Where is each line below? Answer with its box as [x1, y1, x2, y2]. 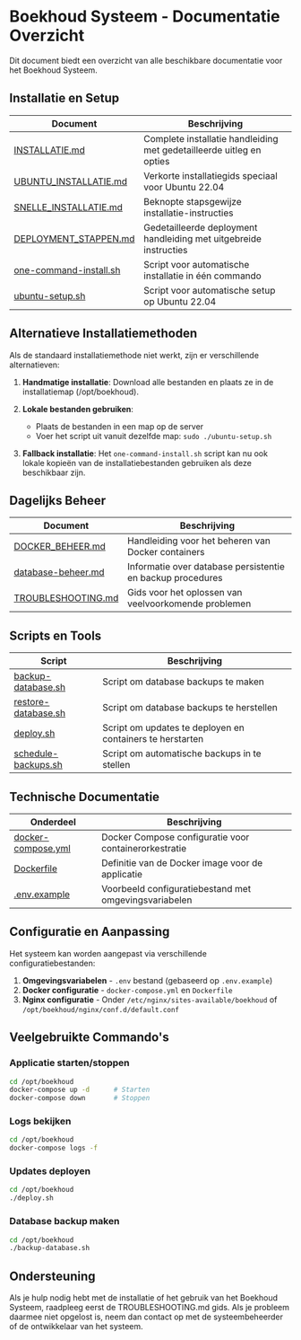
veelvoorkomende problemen [126, 597, 252, 610]
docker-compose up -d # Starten [9, 1085, 150, 1095]
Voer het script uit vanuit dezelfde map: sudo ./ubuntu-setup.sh [35, 430, 272, 441]
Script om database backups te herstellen [102, 701, 278, 714]
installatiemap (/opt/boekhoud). [21, 386, 139, 397]
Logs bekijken [9, 1115, 72, 1128]
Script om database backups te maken [102, 675, 264, 688]
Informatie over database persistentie [126, 560, 285, 573]
